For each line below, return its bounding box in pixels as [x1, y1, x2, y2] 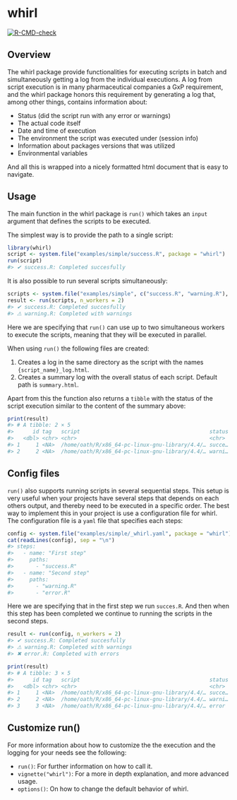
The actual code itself [17, 119, 81, 127]
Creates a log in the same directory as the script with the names [17, 358, 204, 366]
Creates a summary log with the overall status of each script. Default [17, 372, 217, 381]
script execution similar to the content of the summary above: [7, 401, 186, 410]
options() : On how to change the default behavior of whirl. [17, 784, 189, 793]
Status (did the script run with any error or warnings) [17, 111, 171, 119]
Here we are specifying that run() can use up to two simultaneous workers [7, 323, 225, 331]
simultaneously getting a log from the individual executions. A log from [7, 75, 213, 83]
